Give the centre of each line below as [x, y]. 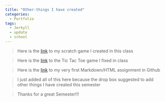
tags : [11, 23]
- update [18, 32]
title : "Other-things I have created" [45, 10]
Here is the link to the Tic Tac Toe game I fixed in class [72, 60]
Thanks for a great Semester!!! [48, 94]
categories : [17, 14]
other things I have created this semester [59, 84]
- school [18, 37]
